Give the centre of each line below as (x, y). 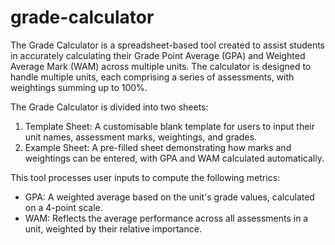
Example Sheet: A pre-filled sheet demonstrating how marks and (158, 147)
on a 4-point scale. (63, 207)
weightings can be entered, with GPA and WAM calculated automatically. (174, 158)
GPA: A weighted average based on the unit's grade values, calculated (169, 197)
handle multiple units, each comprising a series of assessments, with (152, 77)
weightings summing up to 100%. (79, 87)
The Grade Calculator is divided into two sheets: (109, 107)
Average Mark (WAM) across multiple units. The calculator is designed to (161, 66)
